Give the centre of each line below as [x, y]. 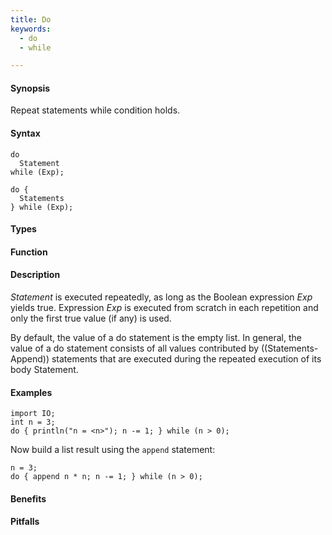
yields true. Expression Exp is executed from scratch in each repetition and [164, 308]
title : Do [31, 19]
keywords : [31, 29]
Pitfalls [25, 522]
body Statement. [44, 370]
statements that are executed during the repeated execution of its [186, 359]
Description [35, 275]
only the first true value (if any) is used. [91, 318]
